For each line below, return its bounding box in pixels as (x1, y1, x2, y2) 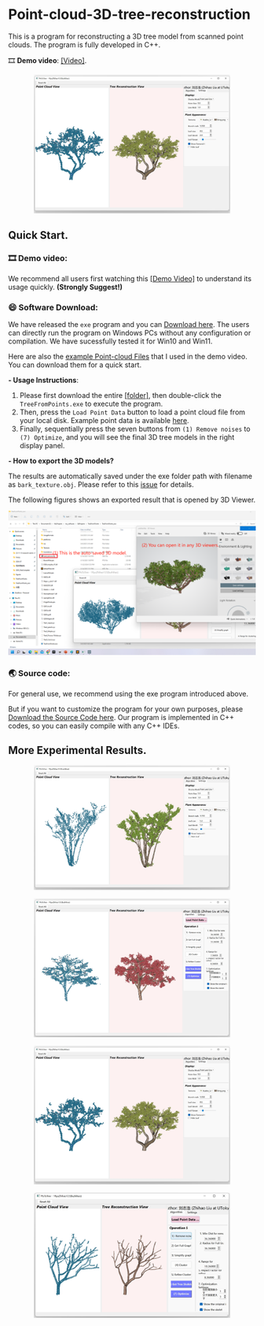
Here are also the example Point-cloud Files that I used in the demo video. (8, 351, 247, 361)
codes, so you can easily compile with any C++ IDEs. (8, 721, 180, 730)
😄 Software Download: (8, 302, 98, 313)
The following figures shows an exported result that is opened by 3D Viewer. (8, 495, 256, 504)
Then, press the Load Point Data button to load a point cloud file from (19, 407, 246, 417)
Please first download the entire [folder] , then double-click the (19, 390, 222, 399)
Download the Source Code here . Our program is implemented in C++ (8, 712, 234, 722)
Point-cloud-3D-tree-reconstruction (8, 6, 251, 24)
